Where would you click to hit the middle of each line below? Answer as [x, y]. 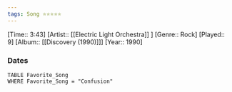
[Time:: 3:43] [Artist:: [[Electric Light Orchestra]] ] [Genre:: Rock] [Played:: [116, 34]
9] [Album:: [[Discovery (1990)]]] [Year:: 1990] [75, 42]
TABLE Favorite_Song [38, 75]
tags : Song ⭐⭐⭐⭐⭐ [35, 14]
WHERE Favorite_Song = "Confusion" [60, 81]
